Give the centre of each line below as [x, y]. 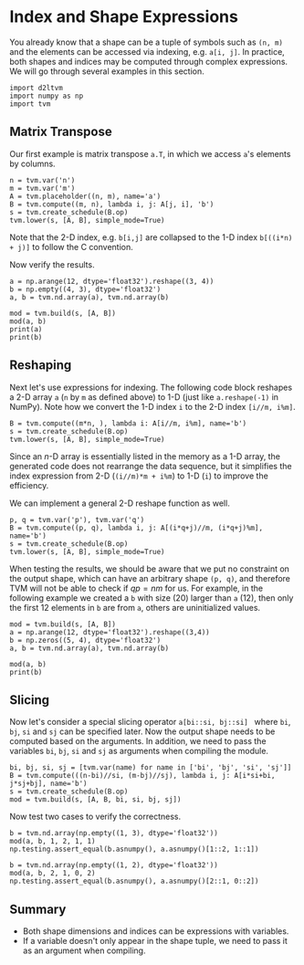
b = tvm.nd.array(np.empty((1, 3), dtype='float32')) [114, 834]
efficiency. [29, 485]
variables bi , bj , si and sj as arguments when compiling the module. [139, 751]
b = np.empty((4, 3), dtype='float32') [85, 289]
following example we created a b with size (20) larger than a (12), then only [152, 598]
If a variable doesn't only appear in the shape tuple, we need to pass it [155, 941]
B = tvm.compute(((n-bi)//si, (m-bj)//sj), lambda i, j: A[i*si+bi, [142, 776]
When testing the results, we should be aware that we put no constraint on [150, 569]
